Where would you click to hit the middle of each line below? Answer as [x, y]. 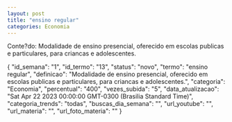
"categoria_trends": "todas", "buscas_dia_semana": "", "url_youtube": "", [110, 104]
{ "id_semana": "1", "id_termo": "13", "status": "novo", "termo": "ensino [108, 67]
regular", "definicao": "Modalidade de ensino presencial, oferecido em [108, 74]
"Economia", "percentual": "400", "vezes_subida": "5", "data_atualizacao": [113, 89]
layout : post [26, 14]
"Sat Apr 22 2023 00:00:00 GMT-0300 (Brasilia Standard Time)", [100, 96]
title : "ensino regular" [43, 20]
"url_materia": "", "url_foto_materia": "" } [65, 111]
